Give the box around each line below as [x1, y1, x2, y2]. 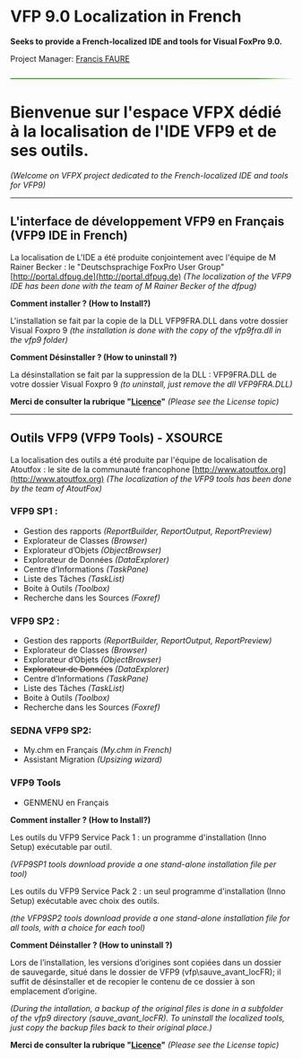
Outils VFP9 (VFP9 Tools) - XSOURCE [10, 431, 223, 446]
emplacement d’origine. [10, 985, 98, 996]
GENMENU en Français [22, 797, 109, 808]
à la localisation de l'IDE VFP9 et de [10, 121, 277, 142]
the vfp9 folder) [10, 334, 68, 345]
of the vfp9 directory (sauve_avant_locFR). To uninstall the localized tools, [10, 1012, 285, 1023]
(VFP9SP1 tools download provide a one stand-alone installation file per [10, 859, 277, 870]
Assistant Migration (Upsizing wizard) [22, 754, 163, 765]
